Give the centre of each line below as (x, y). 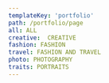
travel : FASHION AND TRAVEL (55, 52)
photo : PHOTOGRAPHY (41, 60)
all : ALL (23, 30)
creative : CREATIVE (43, 38)
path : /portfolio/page (46, 23)
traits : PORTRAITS (39, 67)
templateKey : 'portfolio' (51, 15)
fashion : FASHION (37, 45)
